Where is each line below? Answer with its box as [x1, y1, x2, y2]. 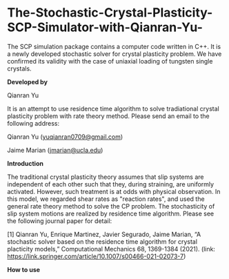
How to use [7, 265, 40, 273]
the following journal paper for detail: [7, 216, 112, 225]
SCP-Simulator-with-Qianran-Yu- [7, 19, 203, 35]
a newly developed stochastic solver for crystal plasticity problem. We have [7, 50, 222, 58]
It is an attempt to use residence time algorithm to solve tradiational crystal [7, 104, 219, 113]
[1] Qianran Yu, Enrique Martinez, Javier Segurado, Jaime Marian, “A [7, 230, 201, 238]
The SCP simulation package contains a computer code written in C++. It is [7, 42, 221, 50]
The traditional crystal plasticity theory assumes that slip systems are [7, 173, 204, 181]
